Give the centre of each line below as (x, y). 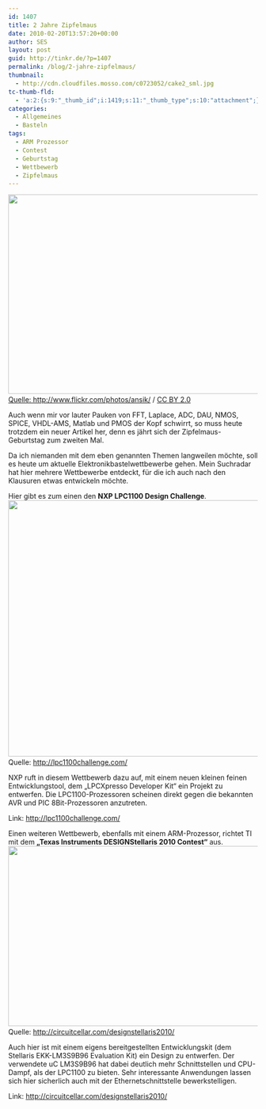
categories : (28, 108)
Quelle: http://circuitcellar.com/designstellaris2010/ (91, 1032)
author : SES (28, 42)
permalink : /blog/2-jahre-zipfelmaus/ (72, 67)
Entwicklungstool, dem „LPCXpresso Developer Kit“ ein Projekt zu (116, 786)
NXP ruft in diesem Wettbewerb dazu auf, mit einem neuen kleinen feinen (128, 778)
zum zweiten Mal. (75, 440)
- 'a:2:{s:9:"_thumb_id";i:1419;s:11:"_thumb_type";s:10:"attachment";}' (139, 100)
